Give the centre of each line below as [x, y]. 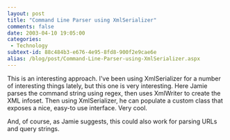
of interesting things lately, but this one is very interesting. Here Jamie [107, 86]
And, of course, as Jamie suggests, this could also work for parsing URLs [112, 121]
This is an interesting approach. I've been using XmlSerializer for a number [114, 78]
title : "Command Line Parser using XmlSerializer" [82, 20]
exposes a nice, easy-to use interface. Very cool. [77, 107]
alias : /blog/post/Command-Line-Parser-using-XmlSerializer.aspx [104, 59]
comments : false [31, 26]
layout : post [26, 14]
